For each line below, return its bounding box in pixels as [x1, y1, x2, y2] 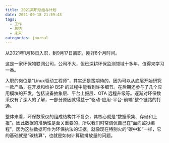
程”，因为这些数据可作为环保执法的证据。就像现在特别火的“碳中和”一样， [5, 126, 157, 132]
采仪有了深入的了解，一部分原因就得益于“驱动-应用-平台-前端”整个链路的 [5, 96, 157, 102]
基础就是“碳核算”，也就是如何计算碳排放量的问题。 [9, 132, 116, 138]
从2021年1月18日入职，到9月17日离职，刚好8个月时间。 [5, 50, 120, 56]
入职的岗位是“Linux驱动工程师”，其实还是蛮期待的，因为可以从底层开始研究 [5, 78, 162, 84]
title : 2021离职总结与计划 [5, 7, 57, 13]
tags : [5, 17, 17, 22]
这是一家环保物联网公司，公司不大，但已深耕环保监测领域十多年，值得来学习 [5, 60, 164, 66]
